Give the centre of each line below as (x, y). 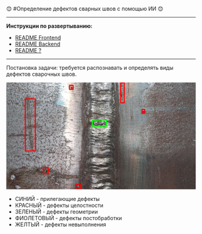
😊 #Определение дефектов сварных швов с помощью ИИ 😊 (85, 9)
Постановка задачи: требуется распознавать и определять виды (90, 68)
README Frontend (38, 38)
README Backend (38, 44)
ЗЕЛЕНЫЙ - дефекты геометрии (56, 211)
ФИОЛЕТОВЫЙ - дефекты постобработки (68, 218)
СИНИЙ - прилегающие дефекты (57, 199)
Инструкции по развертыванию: (49, 26)
